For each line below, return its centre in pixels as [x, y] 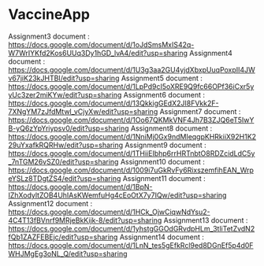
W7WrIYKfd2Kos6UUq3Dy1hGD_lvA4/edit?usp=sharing [98, 53]
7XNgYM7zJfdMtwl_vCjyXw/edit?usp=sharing [83, 111]
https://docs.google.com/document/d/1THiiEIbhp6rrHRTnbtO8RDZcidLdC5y [132, 153]
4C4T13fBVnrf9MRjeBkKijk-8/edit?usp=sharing [85, 220]
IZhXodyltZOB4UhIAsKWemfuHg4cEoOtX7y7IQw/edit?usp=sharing [117, 195]
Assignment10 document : [162, 161]
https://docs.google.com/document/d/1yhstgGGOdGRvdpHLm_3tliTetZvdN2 [132, 228]
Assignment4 [210, 53]
